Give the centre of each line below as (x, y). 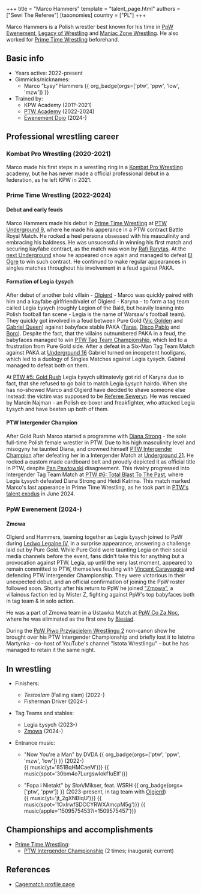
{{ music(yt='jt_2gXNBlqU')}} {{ (63, 798)
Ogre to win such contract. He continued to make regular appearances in (97, 261)
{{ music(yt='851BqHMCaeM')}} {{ (66, 767)
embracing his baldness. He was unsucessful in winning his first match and (99, 242)
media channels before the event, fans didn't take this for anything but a (95, 556)
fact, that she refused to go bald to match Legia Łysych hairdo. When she (97, 383)
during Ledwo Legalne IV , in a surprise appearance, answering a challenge (98, 544)
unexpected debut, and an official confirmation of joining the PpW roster (95, 582)
